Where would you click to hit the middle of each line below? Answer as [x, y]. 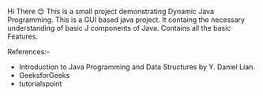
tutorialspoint [40, 83]
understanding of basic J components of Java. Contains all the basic [119, 28]
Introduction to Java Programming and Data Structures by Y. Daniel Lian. [137, 67]
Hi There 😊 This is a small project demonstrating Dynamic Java [111, 11]
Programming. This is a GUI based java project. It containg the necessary [126, 20]
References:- [29, 52]
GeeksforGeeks [44, 75]
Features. [23, 36]
